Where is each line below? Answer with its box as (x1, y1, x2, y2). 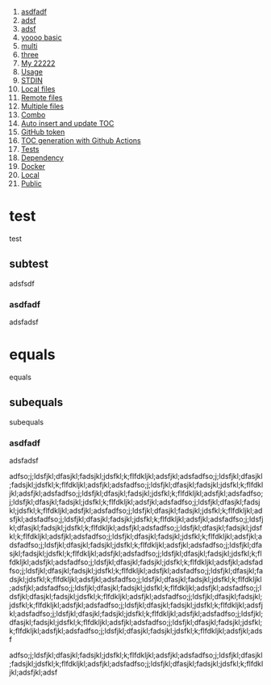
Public (20, 179, 43, 188)
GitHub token (20, 127, 65, 137)
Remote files (20, 93, 63, 102)
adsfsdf (9, 278, 35, 288)
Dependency (20, 153, 64, 163)
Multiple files (20, 101, 64, 111)
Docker (20, 162, 46, 171)
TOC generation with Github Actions (20, 136, 141, 145)
